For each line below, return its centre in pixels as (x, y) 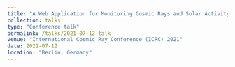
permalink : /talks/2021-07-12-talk (59, 33)
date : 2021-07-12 (33, 46)
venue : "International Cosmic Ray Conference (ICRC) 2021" (95, 40)
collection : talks (34, 20)
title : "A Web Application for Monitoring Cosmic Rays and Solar (104, 14)
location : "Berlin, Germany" (50, 53)
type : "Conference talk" (43, 27)
